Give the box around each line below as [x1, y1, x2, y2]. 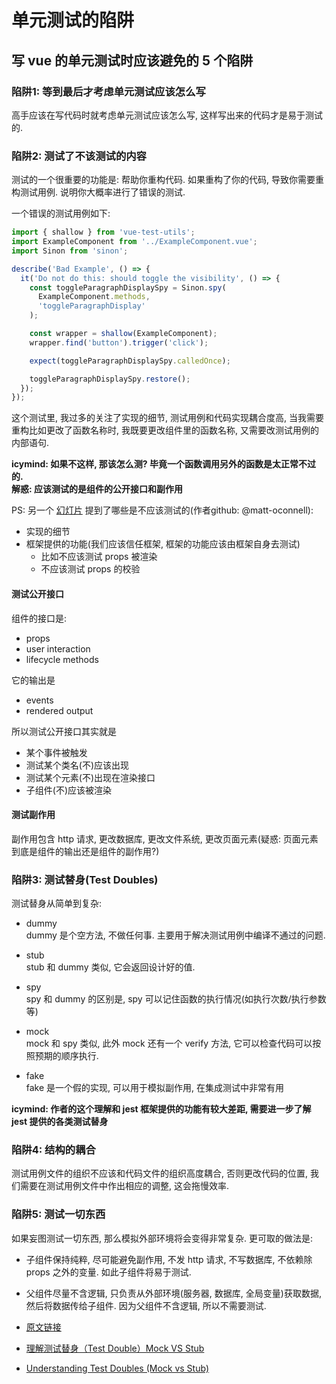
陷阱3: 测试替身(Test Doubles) [11, 872, 159, 886]
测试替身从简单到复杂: [11, 897, 103, 909]
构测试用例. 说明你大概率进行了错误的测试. [11, 186, 186, 198]
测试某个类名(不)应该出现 [25, 759, 130, 771]
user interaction [25, 642, 91, 655]
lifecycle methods [25, 653, 99, 665]
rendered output [25, 704, 94, 716]
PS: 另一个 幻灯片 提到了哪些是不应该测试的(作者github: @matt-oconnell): [11, 504, 314, 516]
